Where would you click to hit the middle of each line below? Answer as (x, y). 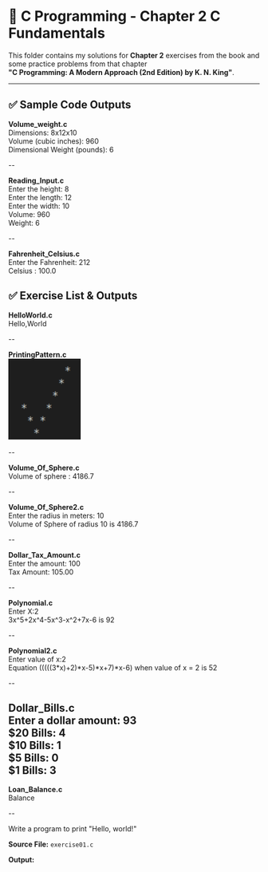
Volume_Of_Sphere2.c (46, 507)
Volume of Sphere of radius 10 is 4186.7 (73, 524)
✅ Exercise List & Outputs (73, 296)
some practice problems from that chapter (78, 64)
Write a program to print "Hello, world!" (73, 829)
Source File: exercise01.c (51, 844)
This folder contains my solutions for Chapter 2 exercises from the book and (134, 55)
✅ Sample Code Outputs (70, 105)
